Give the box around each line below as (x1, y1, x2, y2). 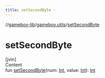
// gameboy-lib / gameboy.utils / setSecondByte (5, 21, 100, 28)
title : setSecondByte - (5, 7, 56, 13)
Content (5, 62, 22, 68)
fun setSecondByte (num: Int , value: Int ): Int (5, 67, 96, 73)
